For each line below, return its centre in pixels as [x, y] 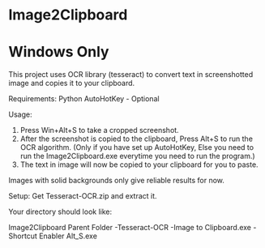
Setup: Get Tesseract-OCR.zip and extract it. [83, 196]
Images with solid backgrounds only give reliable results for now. [117, 181]
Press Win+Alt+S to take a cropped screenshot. [100, 130]
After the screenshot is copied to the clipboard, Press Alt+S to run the [137, 139]
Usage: [20, 114]
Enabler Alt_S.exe [68, 236]
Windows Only [59, 52]
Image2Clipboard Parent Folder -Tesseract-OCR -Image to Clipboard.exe [130, 228]
